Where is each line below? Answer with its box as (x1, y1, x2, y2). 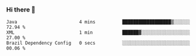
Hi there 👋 (6, 5, 36, 14)
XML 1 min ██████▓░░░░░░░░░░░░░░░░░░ (6, 30, 190, 36)
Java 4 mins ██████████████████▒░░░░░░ (6, 19, 190, 25)
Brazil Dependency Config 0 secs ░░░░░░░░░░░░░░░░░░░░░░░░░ (6, 40, 190, 46)
